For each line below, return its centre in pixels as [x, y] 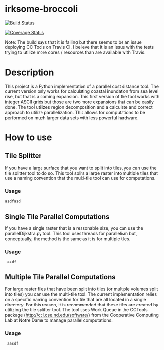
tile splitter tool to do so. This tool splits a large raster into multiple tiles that [82, 173]
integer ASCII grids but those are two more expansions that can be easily [80, 102]
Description [30, 72]
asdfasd [13, 201]
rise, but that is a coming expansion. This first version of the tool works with [82, 96]
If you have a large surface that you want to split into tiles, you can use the [81, 168]
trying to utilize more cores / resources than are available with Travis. [75, 52]
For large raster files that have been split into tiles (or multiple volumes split [82, 289]
